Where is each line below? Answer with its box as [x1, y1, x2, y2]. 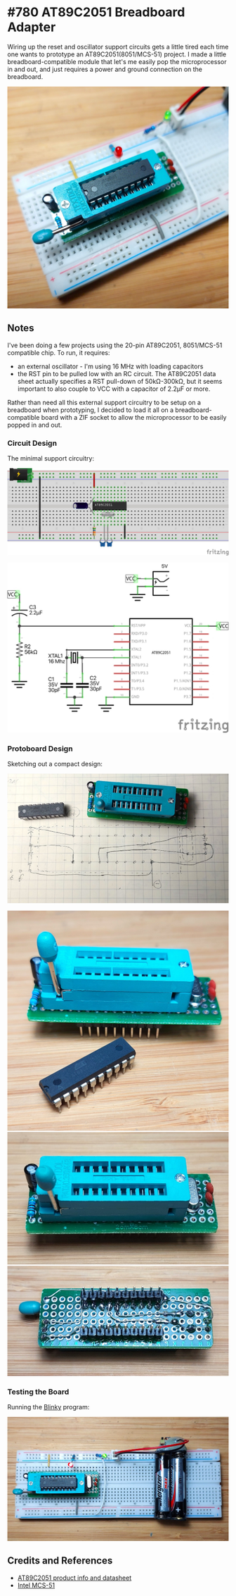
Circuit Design [7, 438, 58, 448]
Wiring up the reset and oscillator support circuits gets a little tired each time [7, 42, 229, 51]
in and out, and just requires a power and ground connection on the [7, 65, 202, 73]
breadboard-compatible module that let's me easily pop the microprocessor [7, 57, 227, 66]
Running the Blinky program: [7, 1403, 90, 1411]
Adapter [7, 19, 56, 35]
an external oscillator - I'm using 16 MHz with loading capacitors [17, 362, 204, 370]
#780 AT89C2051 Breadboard [7, 4, 185, 20]
